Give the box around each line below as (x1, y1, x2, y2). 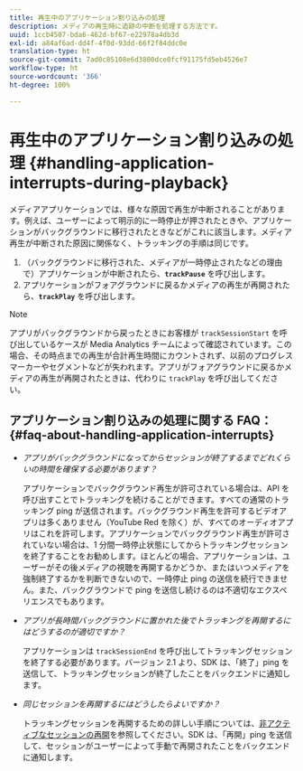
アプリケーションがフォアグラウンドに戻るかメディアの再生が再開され (22, 279, 282, 290)
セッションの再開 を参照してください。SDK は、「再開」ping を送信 (46, 729, 293, 740)
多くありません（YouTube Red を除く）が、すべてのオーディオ (46, 517, 278, 528)
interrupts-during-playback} (9, 173, 229, 193)
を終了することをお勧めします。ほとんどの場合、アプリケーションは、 (22, 550, 282, 561)
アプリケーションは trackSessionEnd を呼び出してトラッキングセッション (22, 645, 293, 656)
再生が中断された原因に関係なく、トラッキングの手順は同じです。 (9, 237, 254, 249)
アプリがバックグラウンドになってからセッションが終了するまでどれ (22, 453, 275, 464)
